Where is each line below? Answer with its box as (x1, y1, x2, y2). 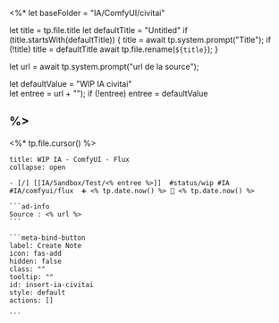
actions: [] (9, 295, 54, 305)
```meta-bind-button (9, 233, 87, 242)
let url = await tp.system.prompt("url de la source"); (9, 62, 199, 72)
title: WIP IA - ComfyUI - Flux (9, 155, 130, 164)
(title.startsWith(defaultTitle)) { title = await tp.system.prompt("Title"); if (9, 35, 271, 45)
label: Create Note (9, 241, 82, 250)
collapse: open (9, 163, 66, 172)
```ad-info (9, 201, 50, 211)
